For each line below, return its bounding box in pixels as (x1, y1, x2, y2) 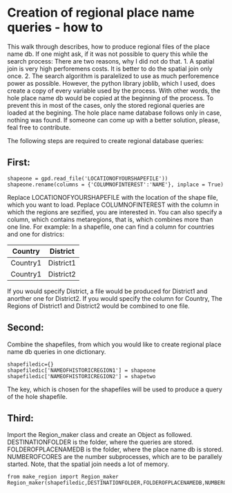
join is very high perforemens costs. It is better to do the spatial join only (7, 64, 213, 73)
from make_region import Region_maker (7, 474, 119, 481)
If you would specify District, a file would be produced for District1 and (7, 287, 208, 295)
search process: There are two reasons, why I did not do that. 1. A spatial (7, 57, 215, 65)
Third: (7, 412, 35, 424)
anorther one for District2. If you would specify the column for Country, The (7, 294, 222, 302)
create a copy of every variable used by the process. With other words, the (7, 86, 221, 95)
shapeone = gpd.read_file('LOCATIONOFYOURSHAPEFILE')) (7, 175, 168, 182)
